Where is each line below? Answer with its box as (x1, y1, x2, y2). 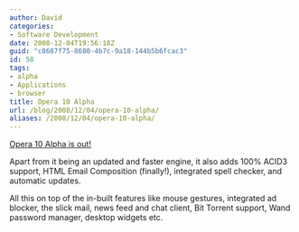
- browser (9, 88, 47, 97)
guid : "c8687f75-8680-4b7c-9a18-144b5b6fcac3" (9, 47, 188, 56)
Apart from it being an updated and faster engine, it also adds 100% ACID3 (9, 156, 288, 167)
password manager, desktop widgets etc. (9, 212, 164, 223)
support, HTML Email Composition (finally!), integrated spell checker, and (9, 166, 283, 177)
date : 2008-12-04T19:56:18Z (9, 38, 116, 48)
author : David (9, 13, 63, 23)
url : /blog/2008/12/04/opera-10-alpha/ (9, 106, 160, 115)
